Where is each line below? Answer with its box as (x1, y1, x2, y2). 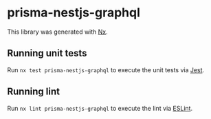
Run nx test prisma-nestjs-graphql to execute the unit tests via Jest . (7, 65, 205, 74)
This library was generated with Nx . (7, 28, 108, 36)
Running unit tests (7, 47, 87, 59)
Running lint (7, 86, 60, 98)
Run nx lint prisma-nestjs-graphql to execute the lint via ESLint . (7, 104, 193, 112)
